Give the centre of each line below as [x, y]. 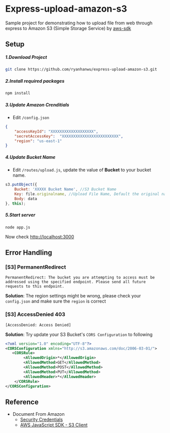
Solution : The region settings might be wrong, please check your [73, 296]
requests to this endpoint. [35, 287]
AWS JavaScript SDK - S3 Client [54, 425]
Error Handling [29, 253]
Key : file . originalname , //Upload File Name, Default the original [87, 194]
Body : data [26, 198]
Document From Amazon [38, 414]
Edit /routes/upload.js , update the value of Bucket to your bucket [82, 170]
